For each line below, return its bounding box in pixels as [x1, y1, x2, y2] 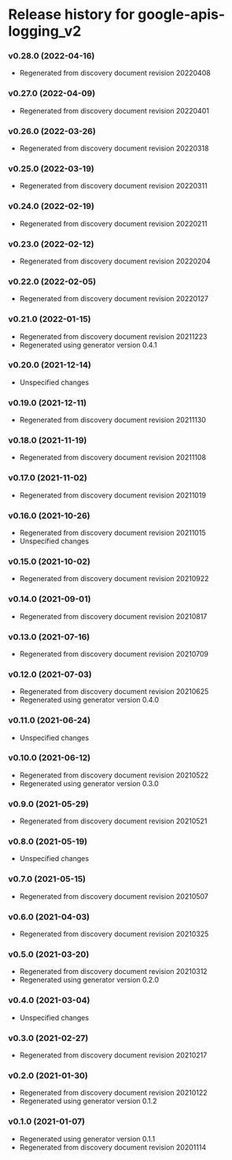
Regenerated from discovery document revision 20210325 [19, 929, 209, 939]
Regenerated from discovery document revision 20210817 [19, 611, 208, 621]
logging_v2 [8, 22, 82, 40]
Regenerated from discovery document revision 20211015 [19, 528, 206, 538]
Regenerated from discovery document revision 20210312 [19, 967, 208, 976]
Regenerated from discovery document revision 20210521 [19, 816, 208, 826]
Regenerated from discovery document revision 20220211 [19, 218, 208, 228]
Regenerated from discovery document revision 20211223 [19, 331, 208, 341]
